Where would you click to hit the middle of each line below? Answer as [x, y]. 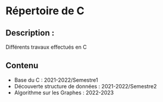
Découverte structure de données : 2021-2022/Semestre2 [85, 86]
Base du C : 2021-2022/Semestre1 [56, 80]
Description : [30, 33]
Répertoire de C [45, 11]
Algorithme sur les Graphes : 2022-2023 [64, 93]
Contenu [22, 66]
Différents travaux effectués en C [46, 47]
